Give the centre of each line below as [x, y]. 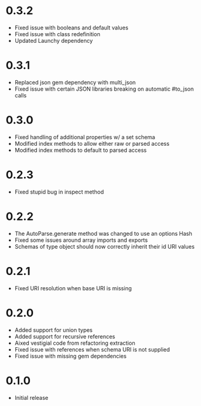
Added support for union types [54, 330]
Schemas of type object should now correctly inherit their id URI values [104, 246]
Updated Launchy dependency [54, 40]
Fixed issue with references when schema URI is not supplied [92, 349]
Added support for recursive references [65, 336]
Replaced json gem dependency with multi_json [75, 82]
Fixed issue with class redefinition [57, 34]
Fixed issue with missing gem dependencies [70, 356]
